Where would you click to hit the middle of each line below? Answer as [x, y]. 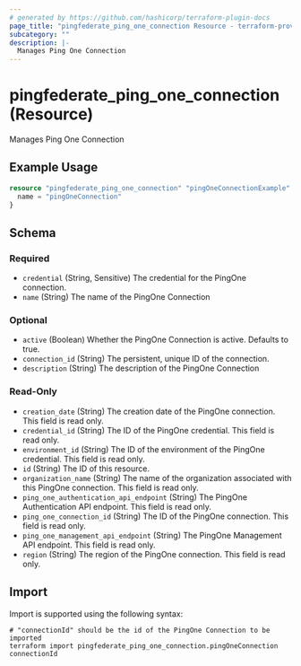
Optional [28, 320]
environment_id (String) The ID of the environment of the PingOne [144, 449]
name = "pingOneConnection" [70, 197]
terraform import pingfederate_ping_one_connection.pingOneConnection [144, 646]
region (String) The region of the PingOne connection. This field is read [154, 554]
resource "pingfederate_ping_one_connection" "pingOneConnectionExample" [150, 188]
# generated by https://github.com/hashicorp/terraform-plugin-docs [140, 18]
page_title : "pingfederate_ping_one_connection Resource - [122, 26]
